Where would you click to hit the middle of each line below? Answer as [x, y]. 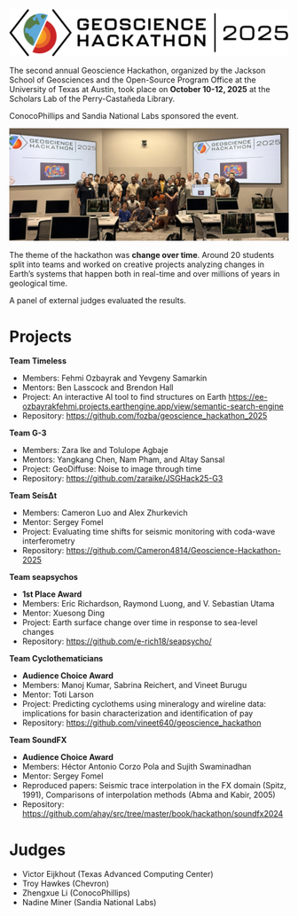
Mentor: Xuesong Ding [63, 613]
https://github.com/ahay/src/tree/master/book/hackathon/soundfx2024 [153, 814]
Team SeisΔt [33, 496]
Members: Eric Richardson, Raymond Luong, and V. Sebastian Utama [148, 604]
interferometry [48, 541]
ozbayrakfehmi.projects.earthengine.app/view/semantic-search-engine [153, 406]
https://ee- [248, 397]
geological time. [39, 284]
